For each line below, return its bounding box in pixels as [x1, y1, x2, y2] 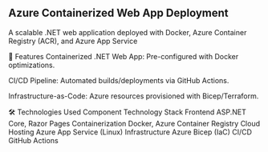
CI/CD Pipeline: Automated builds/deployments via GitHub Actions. [8, 75, 229, 85]
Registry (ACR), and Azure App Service [8, 36, 138, 46]
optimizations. [8, 60, 55, 70]
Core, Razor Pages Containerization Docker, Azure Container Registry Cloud [8, 118, 261, 128]
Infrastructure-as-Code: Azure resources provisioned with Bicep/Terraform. [8, 91, 259, 101]
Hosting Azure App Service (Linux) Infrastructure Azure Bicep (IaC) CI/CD [8, 127, 253, 137]
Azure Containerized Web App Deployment [8, 6, 229, 20]
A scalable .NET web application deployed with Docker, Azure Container [8, 27, 247, 37]
